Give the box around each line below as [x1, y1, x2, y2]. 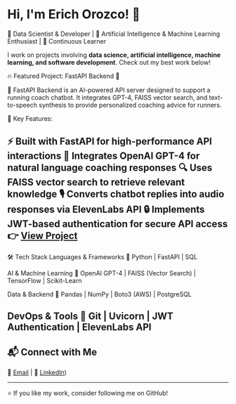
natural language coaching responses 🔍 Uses [7, 162, 213, 174]
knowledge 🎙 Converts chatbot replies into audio [7, 188, 225, 200]
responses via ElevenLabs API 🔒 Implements [7, 204, 205, 216]
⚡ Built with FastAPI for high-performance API [7, 136, 212, 148]
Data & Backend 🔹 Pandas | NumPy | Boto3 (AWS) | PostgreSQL [7, 289, 192, 298]
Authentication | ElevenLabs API [7, 321, 152, 333]
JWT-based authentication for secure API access [7, 218, 228, 230]
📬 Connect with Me [7, 346, 97, 358]
